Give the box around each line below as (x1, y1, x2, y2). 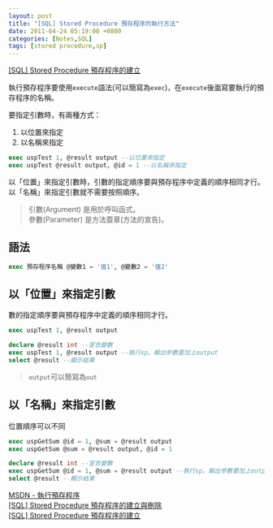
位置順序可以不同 (8, 421, 66, 431)
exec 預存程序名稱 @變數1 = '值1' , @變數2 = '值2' (8, 262, 169, 270)
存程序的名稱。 (8, 93, 58, 102)
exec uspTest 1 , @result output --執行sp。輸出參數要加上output (8, 348, 219, 357)
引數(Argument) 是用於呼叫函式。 (28, 204, 141, 214)
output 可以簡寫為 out (28, 371, 97, 382)
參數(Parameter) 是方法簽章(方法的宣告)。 (28, 214, 169, 224)
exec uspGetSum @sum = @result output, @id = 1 (8, 444, 173, 453)
